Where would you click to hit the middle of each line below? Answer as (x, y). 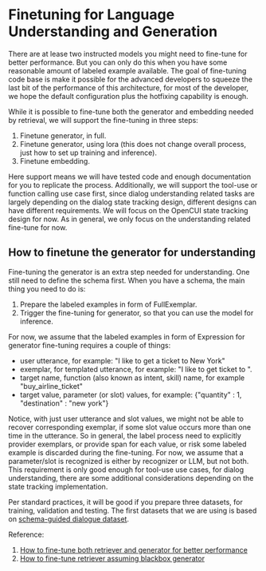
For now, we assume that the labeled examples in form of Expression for (127, 336)
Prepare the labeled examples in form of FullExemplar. (108, 304)
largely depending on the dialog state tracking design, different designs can (133, 202)
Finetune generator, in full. (63, 135)
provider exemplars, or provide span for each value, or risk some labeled (127, 444)
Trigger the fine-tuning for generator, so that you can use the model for (137, 312)
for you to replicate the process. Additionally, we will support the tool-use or (133, 184)
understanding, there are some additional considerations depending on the (131, 478)
